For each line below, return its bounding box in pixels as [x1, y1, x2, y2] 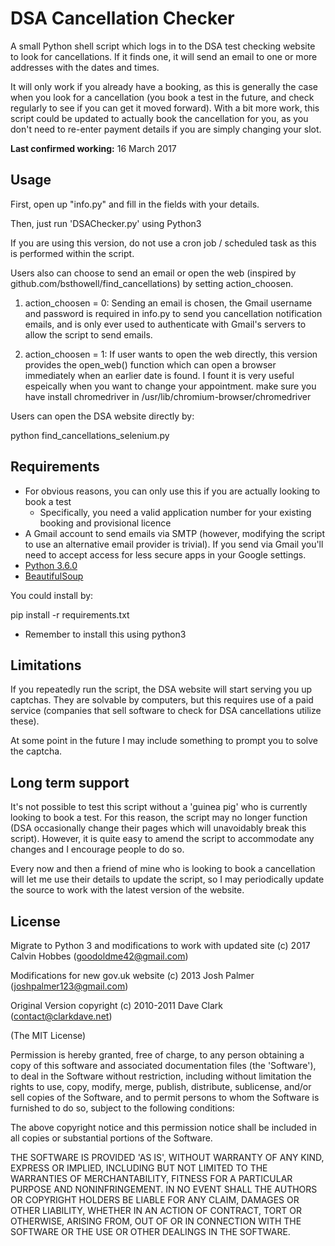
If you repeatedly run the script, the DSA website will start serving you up [10, 683, 313, 696]
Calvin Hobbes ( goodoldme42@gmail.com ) [10, 950, 189, 962]
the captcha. [10, 745, 63, 757]
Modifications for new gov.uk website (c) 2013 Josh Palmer [10, 970, 255, 981]
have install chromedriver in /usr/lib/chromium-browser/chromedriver [24, 390, 312, 402]
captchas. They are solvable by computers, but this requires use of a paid [10, 694, 314, 706]
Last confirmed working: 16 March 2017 [10, 142, 177, 154]
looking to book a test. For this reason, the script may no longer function [10, 812, 308, 824]
